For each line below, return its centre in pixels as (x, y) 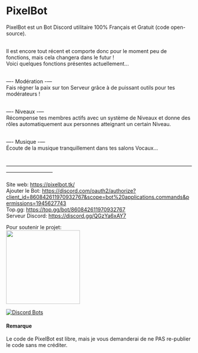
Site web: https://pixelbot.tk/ (41, 184)
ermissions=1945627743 (36, 203)
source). (16, 33)
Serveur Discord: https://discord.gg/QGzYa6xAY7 (66, 216)
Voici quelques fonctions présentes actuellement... (67, 64)
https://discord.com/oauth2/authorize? (89, 190)
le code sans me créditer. (37, 345)
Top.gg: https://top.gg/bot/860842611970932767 (66, 209)
